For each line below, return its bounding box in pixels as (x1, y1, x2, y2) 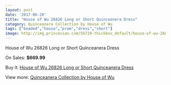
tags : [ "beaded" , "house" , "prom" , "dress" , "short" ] (5, 26, 113, 31)
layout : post (5, 7, 33, 13)
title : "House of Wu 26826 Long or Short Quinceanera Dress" (5, 17, 138, 22)
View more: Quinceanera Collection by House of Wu (5, 74, 115, 80)
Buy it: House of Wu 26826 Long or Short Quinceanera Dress (5, 64, 134, 70)
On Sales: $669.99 (5, 55, 46, 61)
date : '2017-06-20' (5, 12, 47, 17)
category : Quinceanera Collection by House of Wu (5, 21, 113, 27)
